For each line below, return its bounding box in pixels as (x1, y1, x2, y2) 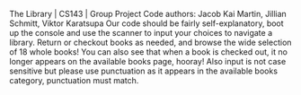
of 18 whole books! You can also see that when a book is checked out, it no (9, 47, 288, 57)
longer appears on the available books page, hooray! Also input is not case (9, 56, 287, 66)
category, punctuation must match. (9, 75, 139, 85)
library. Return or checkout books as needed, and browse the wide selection (9, 37, 292, 47)
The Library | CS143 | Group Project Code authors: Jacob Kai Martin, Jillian (9, 9, 288, 19)
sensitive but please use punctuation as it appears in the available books (9, 65, 279, 76)
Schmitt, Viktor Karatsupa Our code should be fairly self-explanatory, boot (9, 18, 285, 29)
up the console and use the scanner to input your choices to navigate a (9, 28, 272, 38)
